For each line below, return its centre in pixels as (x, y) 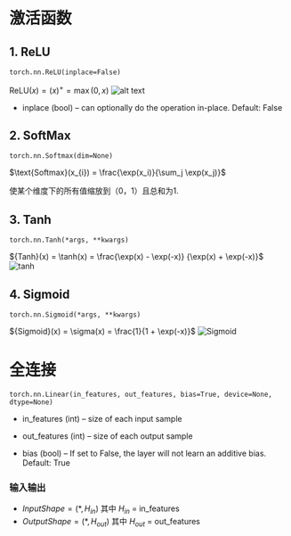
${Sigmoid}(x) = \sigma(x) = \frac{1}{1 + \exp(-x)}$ (102, 332)
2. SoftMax (40, 136)
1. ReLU (30, 51)
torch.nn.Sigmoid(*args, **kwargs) (75, 315)
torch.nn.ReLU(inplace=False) (65, 72)
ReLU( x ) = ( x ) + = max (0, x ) (59, 90)
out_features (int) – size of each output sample (107, 436)
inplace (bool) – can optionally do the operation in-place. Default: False (152, 107)
